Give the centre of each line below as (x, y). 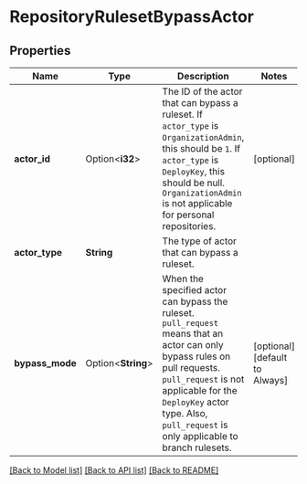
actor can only (193, 345)
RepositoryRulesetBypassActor (132, 17)
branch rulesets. (197, 447)
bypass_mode (46, 363)
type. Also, (185, 413)
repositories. (189, 226)
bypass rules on (196, 356)
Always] (270, 380)
